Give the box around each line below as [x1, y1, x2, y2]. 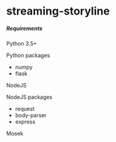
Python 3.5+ [6, 40, 38, 47]
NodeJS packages [6, 93, 53, 101]
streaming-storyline [6, 4, 111, 18]
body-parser [15, 112, 47, 119]
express [15, 118, 35, 126]
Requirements [6, 24, 43, 32]
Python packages [6, 52, 50, 59]
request [15, 105, 35, 113]
